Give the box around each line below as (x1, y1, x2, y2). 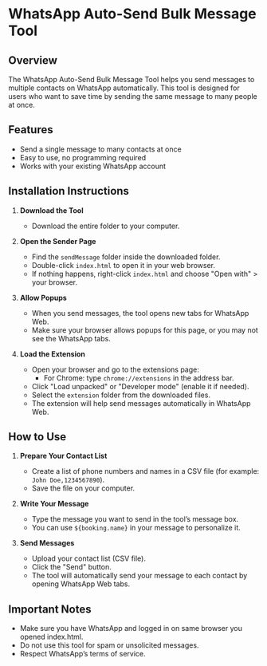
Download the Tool (19, 205, 84, 215)
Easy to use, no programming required (19, 152, 147, 162)
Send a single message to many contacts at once (19, 144, 182, 154)
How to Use (8, 430, 67, 443)
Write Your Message (19, 499, 89, 509)
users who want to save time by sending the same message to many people (8, 92, 257, 100)
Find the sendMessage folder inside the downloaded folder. (31, 252, 221, 262)
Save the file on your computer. (31, 483, 135, 493)
